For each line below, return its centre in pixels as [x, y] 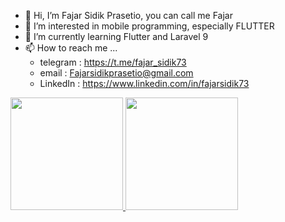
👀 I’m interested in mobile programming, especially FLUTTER [149, 26]
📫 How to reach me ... [71, 48]
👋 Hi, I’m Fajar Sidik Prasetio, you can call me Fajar [128, 15]
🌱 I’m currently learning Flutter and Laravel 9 [116, 36]
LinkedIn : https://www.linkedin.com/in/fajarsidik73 [144, 83]
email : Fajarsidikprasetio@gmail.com [116, 73]
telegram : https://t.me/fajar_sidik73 [113, 62]
